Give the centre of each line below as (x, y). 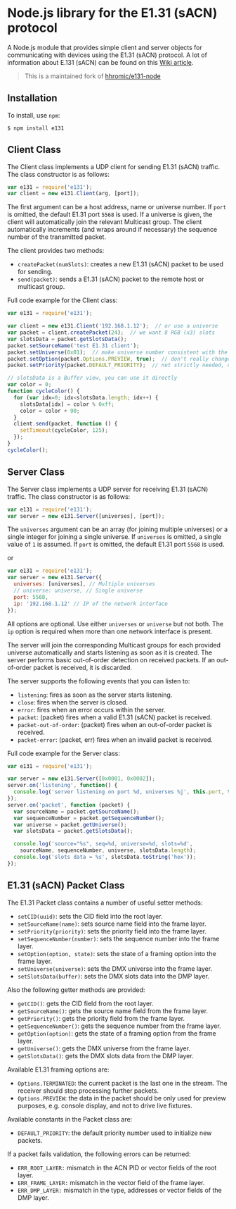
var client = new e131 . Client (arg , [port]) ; (73, 194)
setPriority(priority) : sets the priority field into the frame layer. (112, 931)
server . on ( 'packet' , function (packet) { (69, 805)
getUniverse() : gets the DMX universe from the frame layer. (104, 1048)
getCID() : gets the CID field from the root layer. (85, 1003)
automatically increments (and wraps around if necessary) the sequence (112, 230)
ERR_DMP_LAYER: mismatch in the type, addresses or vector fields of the (120, 1190)
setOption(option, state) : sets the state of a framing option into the (117, 953)
